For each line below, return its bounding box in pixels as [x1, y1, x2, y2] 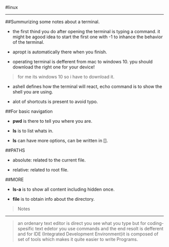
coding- [147, 220, 164, 226]
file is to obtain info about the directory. [12, 196, 95, 202]
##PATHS [5, 147, 25, 153]
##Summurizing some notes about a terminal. [5, 19, 100, 25]
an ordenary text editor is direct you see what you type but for [17, 220, 147, 226]
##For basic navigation [5, 108, 53, 114]
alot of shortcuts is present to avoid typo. [12, 99, 98, 105]
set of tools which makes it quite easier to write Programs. [17, 236, 138, 242]
